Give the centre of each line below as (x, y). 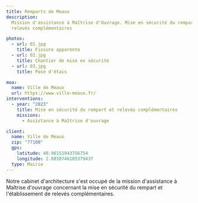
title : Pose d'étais (42, 71)
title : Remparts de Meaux (38, 12)
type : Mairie (27, 164)
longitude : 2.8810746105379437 (55, 159)
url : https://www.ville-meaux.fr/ (54, 93)
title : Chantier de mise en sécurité (63, 60)
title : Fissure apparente (49, 50)
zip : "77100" (27, 142)
